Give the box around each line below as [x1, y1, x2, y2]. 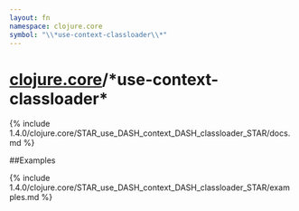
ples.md [9, 192, 40, 203]
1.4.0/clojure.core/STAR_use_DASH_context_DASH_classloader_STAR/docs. [9, 128, 291, 139]
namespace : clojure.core [9, 22, 103, 31]
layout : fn [9, 13, 51, 23]
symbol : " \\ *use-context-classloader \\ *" [9, 30, 168, 39]
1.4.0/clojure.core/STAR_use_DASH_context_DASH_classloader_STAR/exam [9, 182, 291, 193]
